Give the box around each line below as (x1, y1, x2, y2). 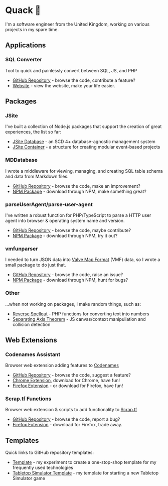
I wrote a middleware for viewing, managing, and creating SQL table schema (5, 168, 163, 174)
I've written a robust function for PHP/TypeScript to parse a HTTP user (5, 212, 151, 218)
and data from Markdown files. (5, 173, 69, 179)
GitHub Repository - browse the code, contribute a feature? (12, 77, 135, 83)
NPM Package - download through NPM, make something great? (12, 188, 146, 194)
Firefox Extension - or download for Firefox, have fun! (12, 383, 123, 389)
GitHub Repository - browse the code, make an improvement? (12, 183, 140, 189)
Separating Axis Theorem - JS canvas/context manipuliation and (12, 316, 146, 322)
